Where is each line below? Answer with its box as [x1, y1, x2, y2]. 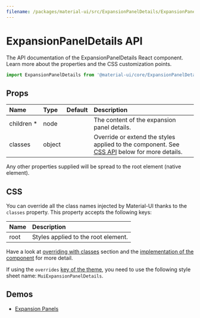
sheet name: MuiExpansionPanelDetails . [6, 272, 104, 279]
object [43, 140, 61, 149]
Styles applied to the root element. [32, 233, 128, 241]
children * [9, 119, 37, 128]
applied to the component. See [93, 140, 180, 149]
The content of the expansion [93, 116, 176, 124]
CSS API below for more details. [93, 148, 183, 156]
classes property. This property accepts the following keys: [6, 209, 152, 216]
